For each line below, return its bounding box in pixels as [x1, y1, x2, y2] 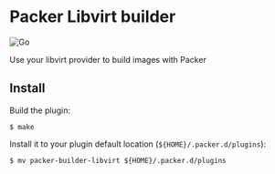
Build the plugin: [9, 105, 71, 116]
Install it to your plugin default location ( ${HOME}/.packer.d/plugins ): [9, 138, 267, 149]
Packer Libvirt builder [9, 6, 176, 27]
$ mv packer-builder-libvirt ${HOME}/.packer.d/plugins [9, 156, 227, 165]
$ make [9, 122, 35, 131]
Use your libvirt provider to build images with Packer [9, 54, 207, 65]
